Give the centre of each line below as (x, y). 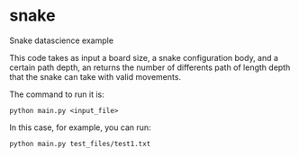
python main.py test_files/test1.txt (80, 144)
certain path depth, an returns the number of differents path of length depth (150, 67)
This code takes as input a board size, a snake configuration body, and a (144, 57)
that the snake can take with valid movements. (95, 76)
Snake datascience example (62, 40)
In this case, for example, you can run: (80, 127)
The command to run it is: (57, 94)
